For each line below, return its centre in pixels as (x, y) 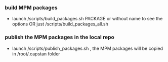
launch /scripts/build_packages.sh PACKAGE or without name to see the (87, 19)
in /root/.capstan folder (36, 54)
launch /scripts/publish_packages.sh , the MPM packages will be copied (87, 48)
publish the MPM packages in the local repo (60, 37)
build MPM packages (31, 8)
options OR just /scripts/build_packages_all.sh (60, 24)
